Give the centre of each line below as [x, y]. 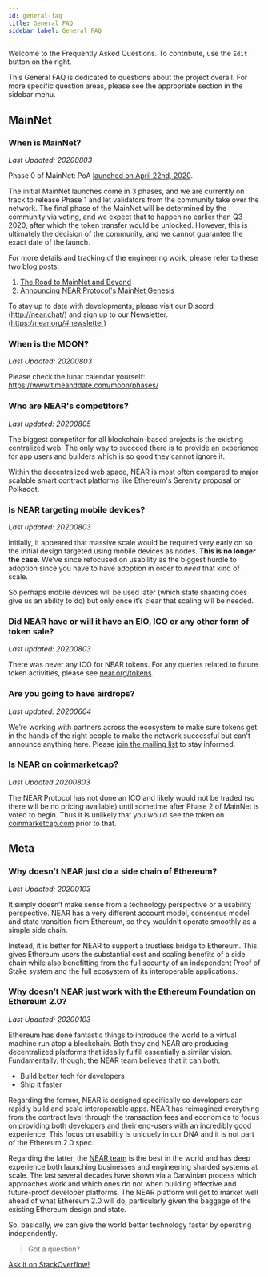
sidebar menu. [32, 95]
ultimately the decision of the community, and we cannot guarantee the [126, 234]
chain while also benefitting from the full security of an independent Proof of [134, 963]
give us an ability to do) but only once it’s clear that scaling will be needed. [131, 600]
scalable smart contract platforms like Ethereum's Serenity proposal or [125, 480]
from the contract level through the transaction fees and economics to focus [134, 1117]
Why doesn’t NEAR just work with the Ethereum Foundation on [132, 991]
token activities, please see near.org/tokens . [81, 673]
